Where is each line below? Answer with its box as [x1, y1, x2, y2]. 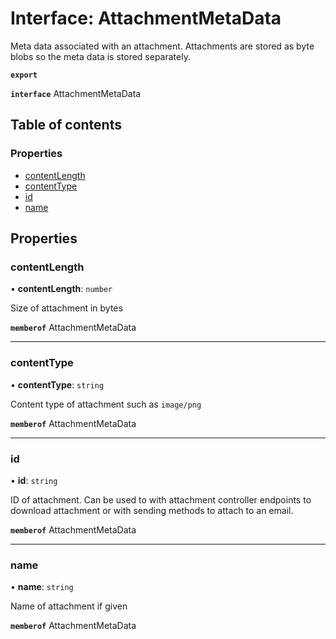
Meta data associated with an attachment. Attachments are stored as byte [10, 40, 315, 52]
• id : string [10, 474, 58, 486]
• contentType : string [10, 378, 105, 391]
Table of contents [10, 117, 122, 134]
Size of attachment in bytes [10, 302, 123, 314]
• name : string [10, 581, 74, 593]
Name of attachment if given [10, 600, 128, 612]
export [10, 70, 38, 80]
